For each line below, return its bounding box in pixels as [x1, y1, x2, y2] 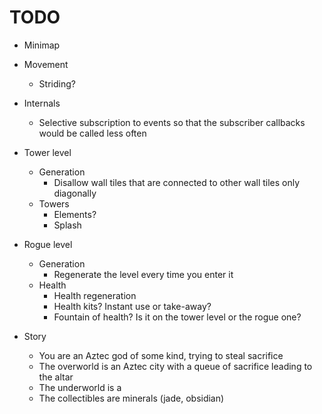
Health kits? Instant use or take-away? [53, 300, 212, 312]
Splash [53, 219, 82, 231]
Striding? [38, 77, 76, 90]
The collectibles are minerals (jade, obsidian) [38, 392, 225, 404]
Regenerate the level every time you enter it [53, 268, 234, 280]
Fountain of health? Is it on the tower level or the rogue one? [53, 311, 302, 323]
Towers [38, 197, 70, 210]
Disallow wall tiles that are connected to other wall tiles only [53, 176, 301, 188]
